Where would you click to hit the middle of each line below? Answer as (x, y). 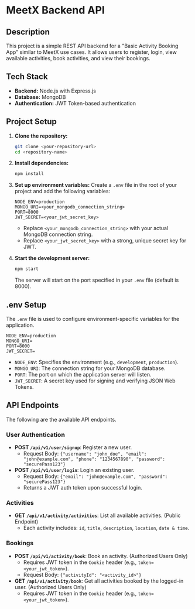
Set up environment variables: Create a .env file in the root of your (96, 185)
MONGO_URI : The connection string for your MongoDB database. (90, 368)
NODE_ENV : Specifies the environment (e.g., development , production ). (96, 362)
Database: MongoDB (40, 97)
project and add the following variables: (62, 191)
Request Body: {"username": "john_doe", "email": (85, 454)
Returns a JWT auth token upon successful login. (83, 488)
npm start (27, 269)
